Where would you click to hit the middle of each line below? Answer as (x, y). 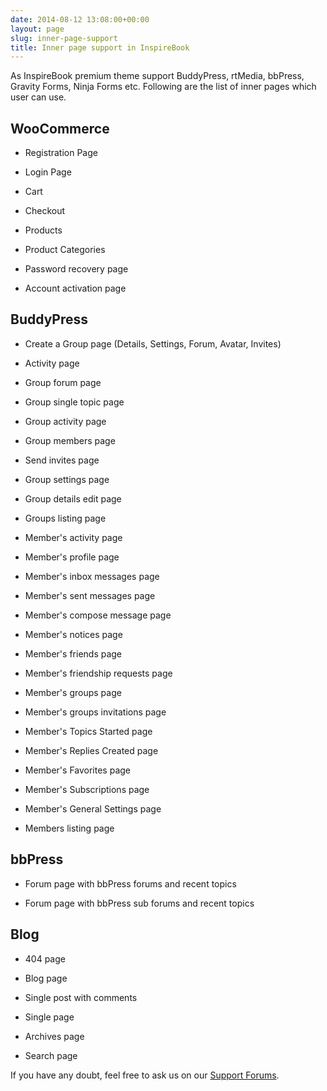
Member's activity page (73, 537)
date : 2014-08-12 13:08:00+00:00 (80, 19)
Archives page (54, 1036)
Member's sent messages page (90, 595)
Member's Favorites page (78, 770)
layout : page (37, 29)
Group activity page (65, 421)
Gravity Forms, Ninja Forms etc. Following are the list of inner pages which (163, 87)
